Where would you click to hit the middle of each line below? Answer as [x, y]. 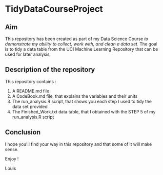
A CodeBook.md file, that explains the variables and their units [75, 96]
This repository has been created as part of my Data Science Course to [77, 39]
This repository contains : [31, 81]
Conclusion [23, 132]
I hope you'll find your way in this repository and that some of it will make [79, 144]
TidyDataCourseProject [54, 9]
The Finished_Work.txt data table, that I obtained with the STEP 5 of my [84, 111]
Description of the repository [50, 70]
